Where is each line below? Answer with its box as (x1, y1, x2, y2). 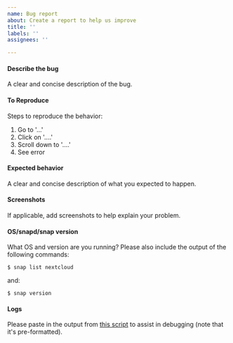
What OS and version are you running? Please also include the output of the (7, 243, 227, 252)
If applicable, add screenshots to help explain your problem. (7, 211, 181, 219)
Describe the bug (7, 64, 59, 72)
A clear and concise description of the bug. (7, 80, 133, 89)
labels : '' (7, 30, 39, 37)
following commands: (7, 250, 69, 259)
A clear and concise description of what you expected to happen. (7, 179, 197, 188)
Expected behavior (7, 164, 64, 172)
